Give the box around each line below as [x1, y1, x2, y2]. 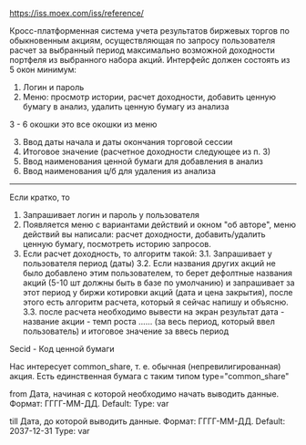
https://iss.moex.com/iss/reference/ [9, 8, 144, 18]
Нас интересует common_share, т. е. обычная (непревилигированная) [9, 361, 281, 372]
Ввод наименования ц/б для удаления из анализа [22, 166, 217, 176]
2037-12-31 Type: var [9, 426, 90, 436]
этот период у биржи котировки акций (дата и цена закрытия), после [22, 287, 293, 297]
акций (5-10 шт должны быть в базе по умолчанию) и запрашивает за [22, 277, 295, 288]
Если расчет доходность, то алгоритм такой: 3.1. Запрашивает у [22, 248, 273, 259]
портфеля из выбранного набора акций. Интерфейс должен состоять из [9, 55, 291, 65]
